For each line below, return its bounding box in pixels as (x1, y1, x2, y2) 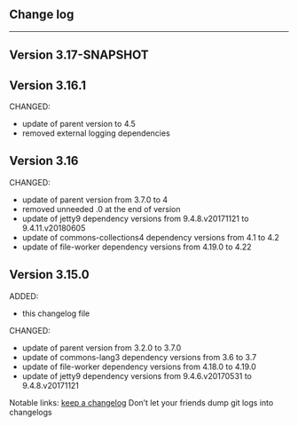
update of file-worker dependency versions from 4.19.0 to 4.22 (21, 241, 252, 252)
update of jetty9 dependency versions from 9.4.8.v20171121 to (21, 213, 249, 224)
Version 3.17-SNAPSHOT (9, 48, 149, 63)
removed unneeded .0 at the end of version (21, 203, 181, 214)
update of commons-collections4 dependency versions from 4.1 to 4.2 (21, 232, 279, 242)
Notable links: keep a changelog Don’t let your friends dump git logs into (9, 397, 274, 407)
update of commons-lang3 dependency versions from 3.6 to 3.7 (21, 351, 257, 362)
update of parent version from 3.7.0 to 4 (21, 194, 169, 205)
